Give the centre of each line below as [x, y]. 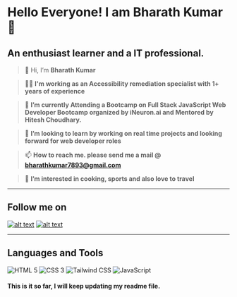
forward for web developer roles [73, 141]
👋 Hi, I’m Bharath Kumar [60, 70]
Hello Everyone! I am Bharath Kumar [115, 12]
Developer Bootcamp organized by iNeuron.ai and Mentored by [119, 112]
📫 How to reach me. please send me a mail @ [93, 155]
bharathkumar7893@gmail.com [73, 165]
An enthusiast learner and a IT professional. [106, 53]
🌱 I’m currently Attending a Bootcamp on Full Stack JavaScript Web [125, 105]
